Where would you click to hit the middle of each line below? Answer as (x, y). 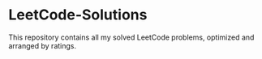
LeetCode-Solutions (78, 15)
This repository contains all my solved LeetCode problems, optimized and (131, 37)
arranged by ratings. (43, 45)
